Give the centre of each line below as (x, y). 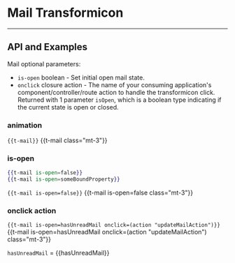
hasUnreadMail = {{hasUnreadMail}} (58, 253)
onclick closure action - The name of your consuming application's (114, 84)
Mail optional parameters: (44, 63)
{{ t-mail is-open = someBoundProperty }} (64, 179)
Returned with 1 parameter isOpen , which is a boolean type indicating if (119, 100)
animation (25, 125)
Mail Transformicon (65, 13)
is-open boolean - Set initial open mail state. (81, 77)
